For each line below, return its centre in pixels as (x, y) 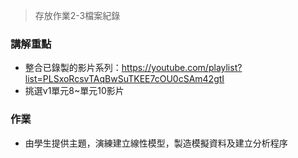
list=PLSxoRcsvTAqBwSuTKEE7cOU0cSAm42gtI (124, 79)
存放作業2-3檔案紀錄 (77, 15)
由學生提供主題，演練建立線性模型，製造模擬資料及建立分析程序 (156, 143)
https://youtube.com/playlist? (182, 68)
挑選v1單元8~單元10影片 (74, 91)
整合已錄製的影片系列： (73, 68)
